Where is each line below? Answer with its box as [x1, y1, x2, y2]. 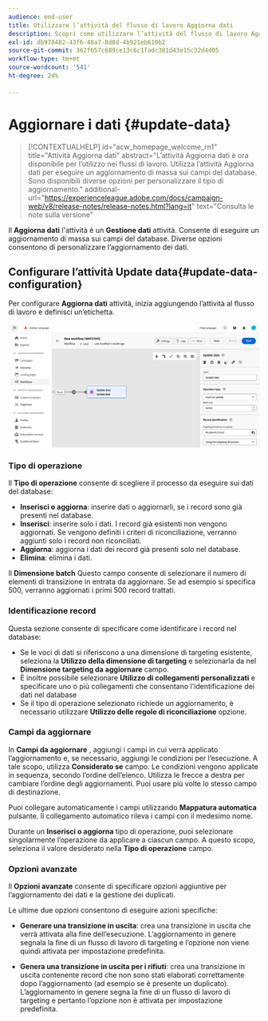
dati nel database [19, 690, 77, 700]
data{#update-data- [155, 265, 258, 278]
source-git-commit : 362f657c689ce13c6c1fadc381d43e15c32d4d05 [8, 46, 219, 55]
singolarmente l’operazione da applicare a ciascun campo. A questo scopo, [8, 834, 256, 845]
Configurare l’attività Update [8, 265, 153, 278]
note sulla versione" [27, 210, 94, 219]
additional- [85, 184, 120, 194]
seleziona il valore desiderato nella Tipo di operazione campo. [8, 843, 214, 853]
